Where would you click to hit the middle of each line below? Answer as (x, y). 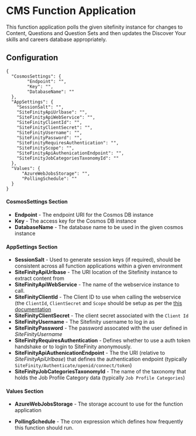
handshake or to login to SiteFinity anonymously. (73, 347)
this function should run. (44, 428)
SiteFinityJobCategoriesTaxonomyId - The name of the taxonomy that (100, 372)
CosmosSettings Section (37, 202)
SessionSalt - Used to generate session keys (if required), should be (97, 260)
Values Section (25, 391)
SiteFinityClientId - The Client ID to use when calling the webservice (98, 297)
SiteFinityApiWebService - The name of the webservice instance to (97, 285)
